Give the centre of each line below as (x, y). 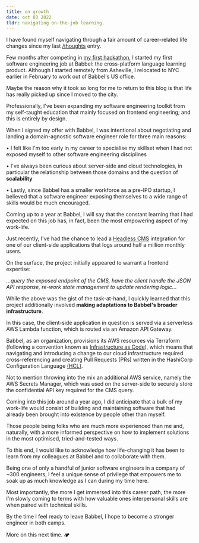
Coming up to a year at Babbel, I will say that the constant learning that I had (99, 215)
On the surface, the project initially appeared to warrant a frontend (88, 263)
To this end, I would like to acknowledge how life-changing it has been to (96, 450)
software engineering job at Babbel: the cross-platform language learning (96, 64)
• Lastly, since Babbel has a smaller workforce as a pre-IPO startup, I (91, 190)
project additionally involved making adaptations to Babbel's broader (92, 305)
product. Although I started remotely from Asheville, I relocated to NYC (93, 70)
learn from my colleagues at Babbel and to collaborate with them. (86, 457)
